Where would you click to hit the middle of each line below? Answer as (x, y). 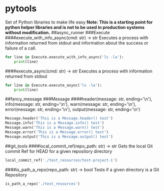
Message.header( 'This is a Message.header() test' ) (59, 119)
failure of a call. (21, 48)
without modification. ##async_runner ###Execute (57, 32)
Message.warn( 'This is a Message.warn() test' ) (55, 128)
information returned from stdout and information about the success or (77, 43)
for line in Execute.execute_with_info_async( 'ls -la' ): (65, 57)
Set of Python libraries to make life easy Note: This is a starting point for (79, 22)
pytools (21, 9)
